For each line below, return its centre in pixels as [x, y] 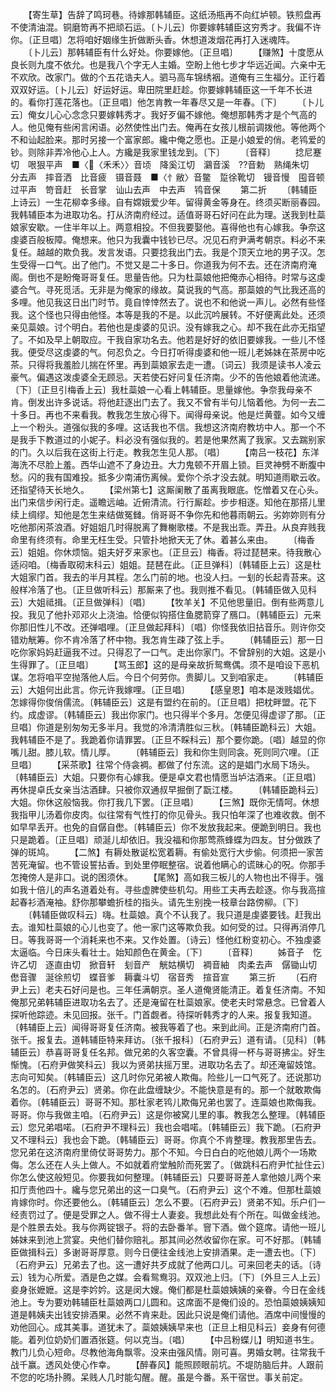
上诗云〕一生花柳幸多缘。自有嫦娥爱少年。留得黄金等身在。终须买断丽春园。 [168, 202]
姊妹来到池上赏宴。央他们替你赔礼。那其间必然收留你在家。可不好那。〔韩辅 [166, 1239]
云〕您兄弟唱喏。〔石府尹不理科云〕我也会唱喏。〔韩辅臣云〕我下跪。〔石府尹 [166, 1127]
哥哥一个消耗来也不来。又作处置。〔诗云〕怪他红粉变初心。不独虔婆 [183, 939]
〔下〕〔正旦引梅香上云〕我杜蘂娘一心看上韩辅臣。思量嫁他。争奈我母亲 [157, 389]
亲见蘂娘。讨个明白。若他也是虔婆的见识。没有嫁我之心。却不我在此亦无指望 [168, 327]
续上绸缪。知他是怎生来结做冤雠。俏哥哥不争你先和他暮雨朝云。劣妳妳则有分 [168, 514]
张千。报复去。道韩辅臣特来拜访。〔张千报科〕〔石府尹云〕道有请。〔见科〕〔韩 [168, 1039]
